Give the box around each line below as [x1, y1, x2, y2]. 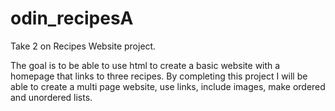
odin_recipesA [10, 7, 134, 30]
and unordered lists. [10, 91, 93, 103]
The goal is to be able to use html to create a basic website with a [10, 59, 281, 71]
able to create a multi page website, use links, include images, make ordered [10, 80, 326, 92]
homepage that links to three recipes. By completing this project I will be [10, 70, 308, 82]
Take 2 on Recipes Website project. [10, 40, 157, 52]
